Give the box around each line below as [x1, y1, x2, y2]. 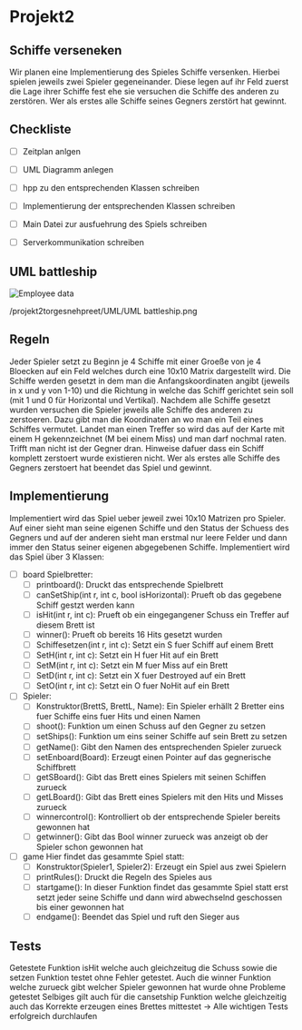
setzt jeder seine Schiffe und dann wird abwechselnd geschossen [35, 892, 283, 903]
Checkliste [9, 122, 72, 137]
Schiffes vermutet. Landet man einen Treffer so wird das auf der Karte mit [9, 423, 286, 434]
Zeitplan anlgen [22, 145, 82, 156]
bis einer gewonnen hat [35, 902, 124, 913]
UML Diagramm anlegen [22, 163, 113, 174]
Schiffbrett [35, 761, 76, 773]
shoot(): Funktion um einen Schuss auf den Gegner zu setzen [35, 720, 266, 732]
